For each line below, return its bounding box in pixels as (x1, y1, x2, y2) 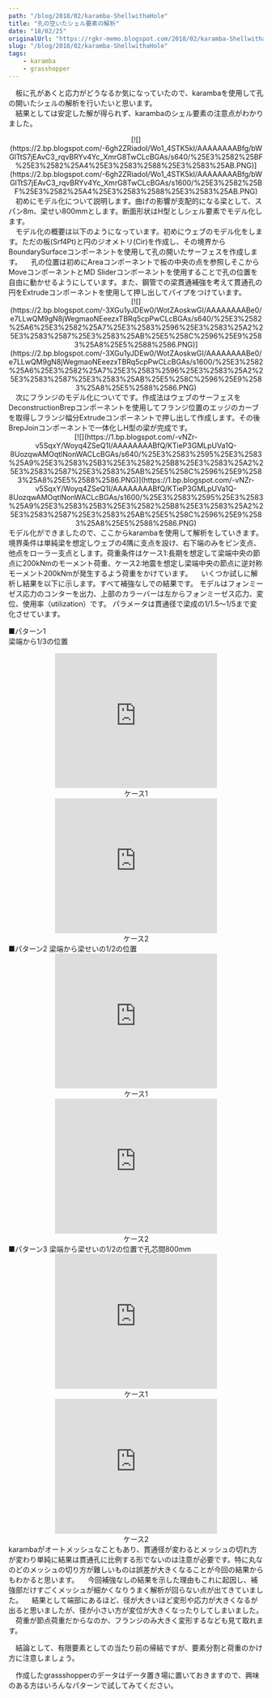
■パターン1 (8, 626, 46, 636)
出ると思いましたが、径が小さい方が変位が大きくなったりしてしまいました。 (8, 1605, 264, 1615)
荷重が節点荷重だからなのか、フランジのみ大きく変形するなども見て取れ (15, 1615, 257, 1625)
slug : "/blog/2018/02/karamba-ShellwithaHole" (8, 42, 168, 50)
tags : (8, 50, 27, 58)
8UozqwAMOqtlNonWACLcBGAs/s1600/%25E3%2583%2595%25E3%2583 (8, 492, 264, 502)
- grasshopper (23, 65, 70, 73)
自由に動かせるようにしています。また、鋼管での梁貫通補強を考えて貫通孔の (8, 277, 263, 287)
